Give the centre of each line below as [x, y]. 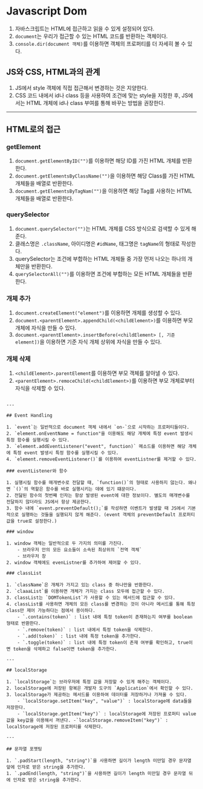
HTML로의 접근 [34, 129]
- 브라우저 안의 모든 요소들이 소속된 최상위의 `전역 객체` [79, 550]
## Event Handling [29, 416]
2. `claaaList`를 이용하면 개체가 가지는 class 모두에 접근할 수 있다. [85, 592]
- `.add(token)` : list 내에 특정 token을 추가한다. [79, 636]
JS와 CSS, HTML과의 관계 [53, 72]
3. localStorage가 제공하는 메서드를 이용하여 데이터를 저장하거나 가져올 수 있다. [97, 695]
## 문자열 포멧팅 [24, 749]
